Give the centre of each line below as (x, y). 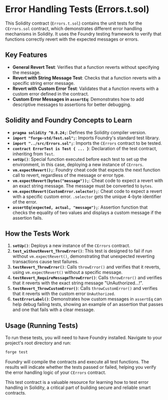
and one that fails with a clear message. (54, 310)
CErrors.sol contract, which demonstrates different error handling (74, 28)
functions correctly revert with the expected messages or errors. (72, 39)
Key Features (26, 55)
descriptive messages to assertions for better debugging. (72, 105)
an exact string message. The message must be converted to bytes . (82, 186)
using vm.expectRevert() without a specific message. (67, 272)
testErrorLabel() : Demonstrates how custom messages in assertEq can (87, 299)
